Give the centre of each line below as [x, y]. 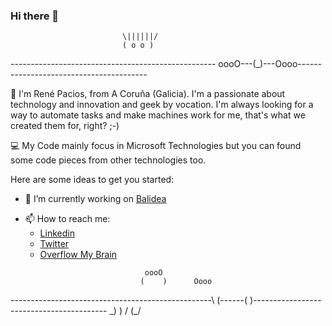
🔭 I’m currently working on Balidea [95, 199]
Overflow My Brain [78, 255]
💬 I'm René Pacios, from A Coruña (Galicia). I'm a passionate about [148, 94]
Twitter [54, 244]
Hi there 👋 [35, 16]
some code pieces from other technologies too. [108, 160]
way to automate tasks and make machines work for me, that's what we [158, 115]
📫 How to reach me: [67, 219]
